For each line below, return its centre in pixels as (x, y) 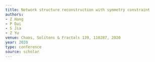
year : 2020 (17, 42)
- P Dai (13, 24)
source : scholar (22, 51)
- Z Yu (12, 33)
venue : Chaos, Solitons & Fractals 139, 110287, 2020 (63, 38)
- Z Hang (14, 19)
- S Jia (13, 28)
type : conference (23, 47)
